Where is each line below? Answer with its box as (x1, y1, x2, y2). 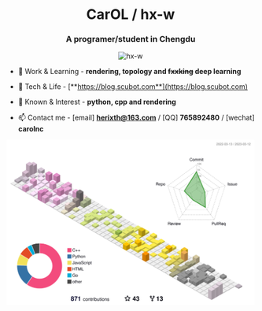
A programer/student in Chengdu (65, 34, 196, 45)
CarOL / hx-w (86, 6, 175, 24)
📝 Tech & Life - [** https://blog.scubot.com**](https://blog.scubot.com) (17, 82, 249, 91)
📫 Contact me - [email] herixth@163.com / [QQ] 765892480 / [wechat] (17, 113, 255, 123)
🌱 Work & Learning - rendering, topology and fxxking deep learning (17, 67, 242, 76)
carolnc (17, 124, 44, 134)
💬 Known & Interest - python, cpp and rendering (17, 97, 177, 107)
